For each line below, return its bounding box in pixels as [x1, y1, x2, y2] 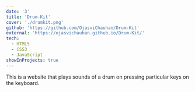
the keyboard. [6, 79, 40, 86]
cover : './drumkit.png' [6, 19, 64, 25]
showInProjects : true [6, 57, 59, 63]
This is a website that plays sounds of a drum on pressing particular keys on [6, 73, 189, 80]
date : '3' [6, 8, 30, 15]
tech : [6, 36, 19, 41]
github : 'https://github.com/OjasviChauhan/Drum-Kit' [6, 24, 140, 31]
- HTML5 [11, 41, 30, 47]
